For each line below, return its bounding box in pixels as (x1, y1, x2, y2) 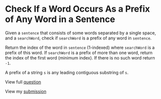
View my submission (5, 88, 46, 94)
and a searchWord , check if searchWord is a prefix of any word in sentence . (5, 35, 152, 41)
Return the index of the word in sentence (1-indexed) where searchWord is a (5, 44, 155, 50)
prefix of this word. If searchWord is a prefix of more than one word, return (5, 50, 153, 56)
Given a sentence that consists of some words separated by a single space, (5, 30, 156, 36)
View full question (5, 79, 41, 85)
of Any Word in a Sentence (5, 14, 116, 25)
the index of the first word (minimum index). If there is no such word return (5, 55, 155, 60)
